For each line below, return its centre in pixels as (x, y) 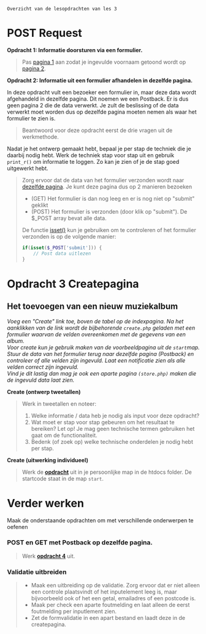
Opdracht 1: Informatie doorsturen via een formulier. (75, 50)
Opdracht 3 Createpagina (73, 284)
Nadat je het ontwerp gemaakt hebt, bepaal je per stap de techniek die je (99, 149)
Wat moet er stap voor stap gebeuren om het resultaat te (103, 422)
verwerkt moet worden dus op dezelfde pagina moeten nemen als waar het (102, 112)
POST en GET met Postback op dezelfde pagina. (80, 543)
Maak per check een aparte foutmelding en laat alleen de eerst (110, 605)
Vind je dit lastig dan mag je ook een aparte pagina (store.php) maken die (102, 373)
